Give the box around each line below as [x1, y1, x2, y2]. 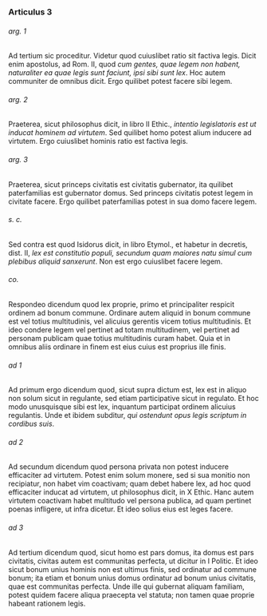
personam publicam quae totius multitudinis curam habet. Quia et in [8, 333, 231, 343]
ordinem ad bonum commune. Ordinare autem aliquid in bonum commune [8, 308, 251, 317]
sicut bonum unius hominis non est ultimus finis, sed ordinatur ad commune [8, 564, 257, 574]
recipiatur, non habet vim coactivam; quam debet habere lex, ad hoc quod [8, 479, 251, 489]
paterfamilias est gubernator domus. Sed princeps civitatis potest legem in [8, 188, 253, 197]
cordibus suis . [8, 419, 55, 429]
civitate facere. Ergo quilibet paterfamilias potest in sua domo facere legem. [8, 197, 257, 206]
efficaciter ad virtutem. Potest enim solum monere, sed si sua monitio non [8, 471, 250, 480]
